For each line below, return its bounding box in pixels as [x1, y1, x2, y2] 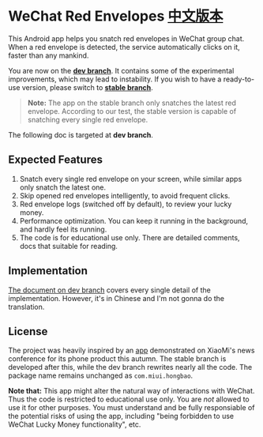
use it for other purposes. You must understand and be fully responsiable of [8, 403, 255, 413]
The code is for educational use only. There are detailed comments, [19, 232, 240, 242]
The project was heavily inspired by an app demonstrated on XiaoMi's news [8, 345, 255, 356]
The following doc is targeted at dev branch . [8, 130, 154, 139]
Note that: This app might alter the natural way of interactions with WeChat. [8, 386, 255, 396]
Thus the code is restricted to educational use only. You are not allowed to [8, 394, 250, 404]
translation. [8, 302, 45, 311]
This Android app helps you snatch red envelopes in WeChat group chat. [8, 33, 245, 43]
